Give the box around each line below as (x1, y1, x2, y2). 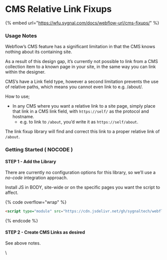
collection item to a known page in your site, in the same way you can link (5, 64, 156, 70)
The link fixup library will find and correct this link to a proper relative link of (5, 129, 160, 134)
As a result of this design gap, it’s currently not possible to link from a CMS (5, 59, 158, 65)
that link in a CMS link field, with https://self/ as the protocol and (12, 108, 149, 115)
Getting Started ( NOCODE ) (5, 146, 73, 153)
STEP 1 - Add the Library (5, 158, 56, 164)
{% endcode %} (5, 218, 38, 224)
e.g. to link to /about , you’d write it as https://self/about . (19, 119, 139, 125)
